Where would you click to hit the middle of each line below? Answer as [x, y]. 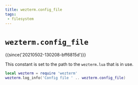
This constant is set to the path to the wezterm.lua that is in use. [69, 64]
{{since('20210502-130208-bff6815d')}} [46, 55]
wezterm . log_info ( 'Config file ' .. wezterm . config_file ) [65, 78]
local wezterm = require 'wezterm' [41, 73]
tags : [11, 14]
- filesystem [21, 19]
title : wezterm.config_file [34, 10]
